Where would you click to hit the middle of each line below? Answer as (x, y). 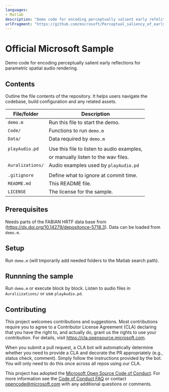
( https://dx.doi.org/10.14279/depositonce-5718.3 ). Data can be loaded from (83, 227)
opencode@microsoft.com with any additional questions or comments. (78, 384)
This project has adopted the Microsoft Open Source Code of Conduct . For (83, 373)
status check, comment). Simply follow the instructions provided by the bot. (84, 358)
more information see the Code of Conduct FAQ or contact (66, 379)
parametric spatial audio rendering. (41, 68)
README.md (19, 184)
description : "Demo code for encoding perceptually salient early (76, 19)
